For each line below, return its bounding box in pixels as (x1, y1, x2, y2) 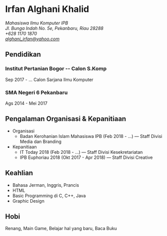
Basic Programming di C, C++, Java (12, 193, 86, 199)
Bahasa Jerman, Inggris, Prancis (12, 182, 79, 188)
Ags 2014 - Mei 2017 (5, 100, 48, 106)
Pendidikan (5, 50, 41, 59)
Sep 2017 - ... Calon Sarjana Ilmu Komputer (5, 76, 94, 83)
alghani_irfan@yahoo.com (5, 36, 60, 42)
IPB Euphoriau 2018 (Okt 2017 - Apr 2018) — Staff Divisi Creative (19, 154, 153, 160)
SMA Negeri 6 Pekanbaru (5, 89, 68, 96)
